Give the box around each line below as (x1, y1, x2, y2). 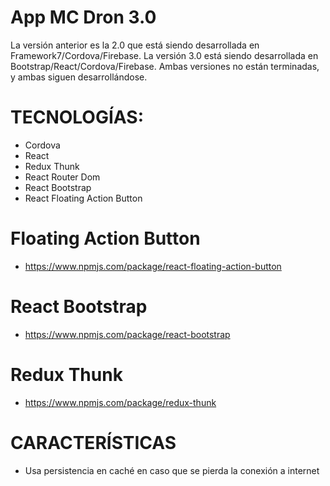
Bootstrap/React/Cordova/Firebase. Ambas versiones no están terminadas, (10, 60, 320, 72)
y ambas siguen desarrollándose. (10, 71, 148, 83)
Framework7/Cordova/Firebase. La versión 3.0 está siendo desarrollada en (10, 49, 319, 61)
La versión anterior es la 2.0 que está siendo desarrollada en (10, 39, 260, 51)
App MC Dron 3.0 (10, 6, 157, 29)
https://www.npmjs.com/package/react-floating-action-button (24, 260, 282, 272)
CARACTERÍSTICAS (10, 431, 177, 454)
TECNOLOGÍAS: (10, 106, 144, 129)
